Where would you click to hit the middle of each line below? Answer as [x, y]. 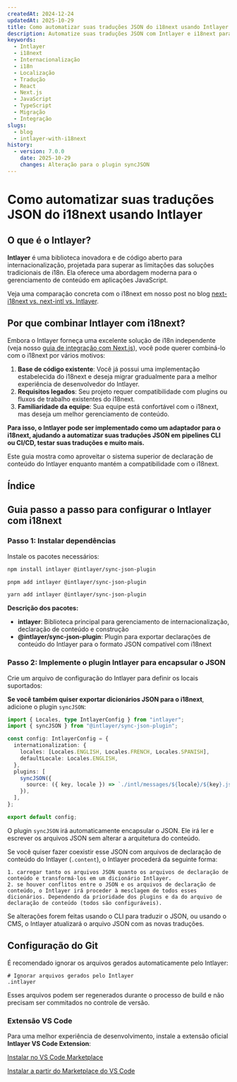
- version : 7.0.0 [39, 152]
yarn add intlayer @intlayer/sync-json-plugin [77, 595]
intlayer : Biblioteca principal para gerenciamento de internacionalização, [123, 622]
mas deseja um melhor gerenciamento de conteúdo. [93, 414]
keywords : [22, 40]
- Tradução [30, 79]
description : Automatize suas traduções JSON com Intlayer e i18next [112, 34]
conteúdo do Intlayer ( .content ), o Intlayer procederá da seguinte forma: [113, 859]
